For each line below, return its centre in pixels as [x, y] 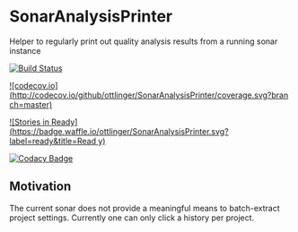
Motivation [40, 187]
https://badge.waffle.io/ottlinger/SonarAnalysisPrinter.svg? [120, 131]
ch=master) [31, 104]
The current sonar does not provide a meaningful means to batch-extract [145, 208]
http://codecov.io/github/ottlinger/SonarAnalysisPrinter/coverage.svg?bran [150, 95]
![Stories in [29, 122]
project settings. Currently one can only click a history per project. [132, 218]
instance [25, 50]
